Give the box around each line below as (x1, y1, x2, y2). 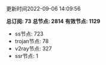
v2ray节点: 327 (14, 45, 52, 52)
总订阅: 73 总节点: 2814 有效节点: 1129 (6, 18, 101, 25)
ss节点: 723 (14, 30, 43, 37)
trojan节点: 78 (14, 38, 49, 44)
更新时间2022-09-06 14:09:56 (6, 5, 81, 12)
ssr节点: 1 (14, 53, 39, 59)
